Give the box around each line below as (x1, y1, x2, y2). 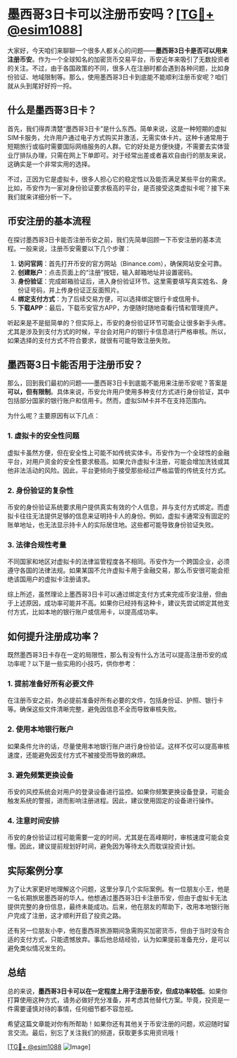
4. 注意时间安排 (7, 815, 60, 825)
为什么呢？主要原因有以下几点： (7, 412, 100, 420)
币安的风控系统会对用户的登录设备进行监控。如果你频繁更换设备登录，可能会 (7, 787, 230, 796)
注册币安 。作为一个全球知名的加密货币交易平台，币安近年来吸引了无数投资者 (7, 54, 230, 64)
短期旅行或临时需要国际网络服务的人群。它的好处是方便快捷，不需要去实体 (7, 142, 224, 151)
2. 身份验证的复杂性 (7, 485, 74, 495)
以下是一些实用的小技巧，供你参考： (31, 659, 138, 668)
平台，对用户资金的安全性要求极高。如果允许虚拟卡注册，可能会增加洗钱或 (7, 457, 224, 465)
